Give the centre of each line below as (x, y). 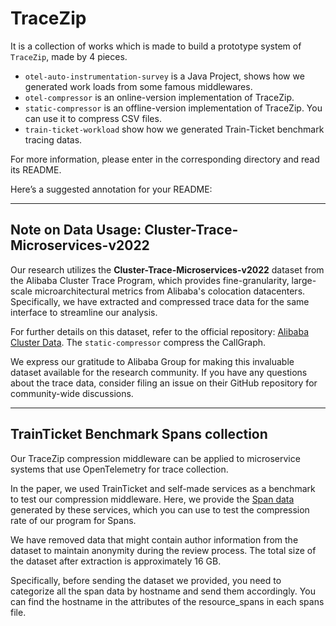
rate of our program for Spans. (73, 520)
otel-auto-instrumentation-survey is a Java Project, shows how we (164, 76)
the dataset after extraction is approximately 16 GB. (116, 561)
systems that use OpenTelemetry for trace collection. (119, 469)
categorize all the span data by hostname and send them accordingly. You (163, 591)
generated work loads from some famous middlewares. (138, 86)
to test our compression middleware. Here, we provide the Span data (152, 499)
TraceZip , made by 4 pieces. (69, 56)
